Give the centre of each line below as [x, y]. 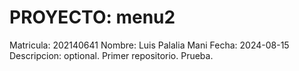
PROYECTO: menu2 [92, 17]
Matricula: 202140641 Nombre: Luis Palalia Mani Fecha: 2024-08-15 [149, 45]
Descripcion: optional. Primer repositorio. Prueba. [111, 55]
